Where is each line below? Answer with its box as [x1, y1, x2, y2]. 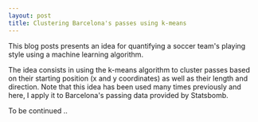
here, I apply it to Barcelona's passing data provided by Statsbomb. [8, 90, 229, 100]
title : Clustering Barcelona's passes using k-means [8, 19, 187, 27]
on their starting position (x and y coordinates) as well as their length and [8, 73, 248, 83]
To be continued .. [8, 105, 68, 116]
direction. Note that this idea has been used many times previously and [8, 81, 241, 92]
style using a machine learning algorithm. [8, 49, 144, 59]
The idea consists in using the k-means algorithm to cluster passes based [8, 65, 251, 74]
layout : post [8, 11, 52, 20]
